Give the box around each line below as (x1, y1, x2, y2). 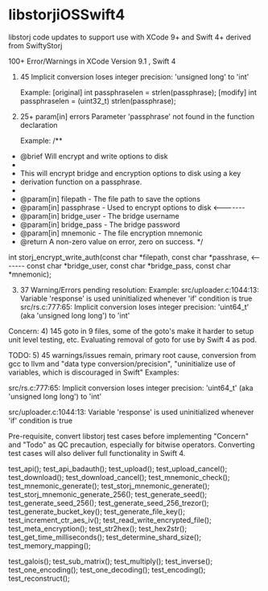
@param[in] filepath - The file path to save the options (19, 194, 201, 203)
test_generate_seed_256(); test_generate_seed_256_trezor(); (8, 498, 209, 507)
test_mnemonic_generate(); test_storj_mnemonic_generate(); (8, 481, 210, 490)
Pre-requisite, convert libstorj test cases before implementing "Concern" (8, 431, 249, 441)
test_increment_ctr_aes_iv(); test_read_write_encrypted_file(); (8, 515, 212, 524)
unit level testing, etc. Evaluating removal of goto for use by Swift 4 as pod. (8, 334, 258, 344)
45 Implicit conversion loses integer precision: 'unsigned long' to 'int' (19, 72, 249, 81)
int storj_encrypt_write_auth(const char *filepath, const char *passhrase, (8, 252, 249, 262)
